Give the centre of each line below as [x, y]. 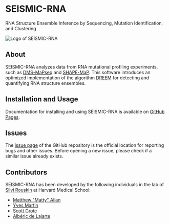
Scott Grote [25, 211]
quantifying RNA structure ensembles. [46, 83]
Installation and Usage [42, 99]
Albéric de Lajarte [31, 216]
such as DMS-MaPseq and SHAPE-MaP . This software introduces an [78, 72]
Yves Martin [25, 206]
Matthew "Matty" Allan [37, 200]
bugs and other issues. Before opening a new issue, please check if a [79, 151]
